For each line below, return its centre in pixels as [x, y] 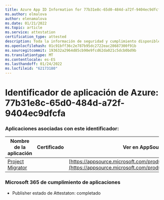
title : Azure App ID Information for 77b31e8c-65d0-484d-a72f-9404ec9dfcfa [84, 10]
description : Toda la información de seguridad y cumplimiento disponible [83, 41]
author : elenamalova [26, 19]
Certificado [51, 147]
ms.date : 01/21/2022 [26, 23]
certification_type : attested [36, 37]
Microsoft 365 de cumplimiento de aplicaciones [63, 182]
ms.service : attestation [30, 32]
